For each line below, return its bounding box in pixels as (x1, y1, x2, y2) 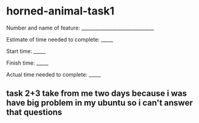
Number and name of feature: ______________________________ (6, 24, 154, 31)
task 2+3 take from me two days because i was (6, 89, 188, 99)
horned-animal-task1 (6, 4, 115, 18)
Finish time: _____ (6, 59, 49, 66)
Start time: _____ (6, 47, 46, 55)
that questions (6, 107, 62, 118)
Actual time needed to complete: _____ (6, 71, 101, 78)
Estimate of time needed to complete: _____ (6, 36, 114, 43)
